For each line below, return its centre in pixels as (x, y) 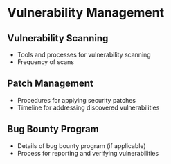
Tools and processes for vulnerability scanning (84, 54)
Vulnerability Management (86, 13)
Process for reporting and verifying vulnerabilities (88, 153)
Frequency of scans (46, 62)
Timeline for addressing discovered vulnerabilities (88, 107)
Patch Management (50, 84)
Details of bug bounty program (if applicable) (82, 145)
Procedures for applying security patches (76, 100)
